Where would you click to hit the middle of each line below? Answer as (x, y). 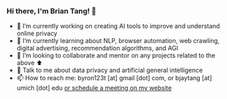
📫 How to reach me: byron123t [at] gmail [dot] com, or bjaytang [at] (114, 78)
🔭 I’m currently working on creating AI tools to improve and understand (118, 26)
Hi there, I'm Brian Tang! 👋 (52, 11)
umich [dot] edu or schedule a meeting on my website (94, 88)
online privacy (37, 33)
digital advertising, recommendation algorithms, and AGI (97, 48)
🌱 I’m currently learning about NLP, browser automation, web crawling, (118, 41)
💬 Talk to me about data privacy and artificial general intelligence (110, 70)
